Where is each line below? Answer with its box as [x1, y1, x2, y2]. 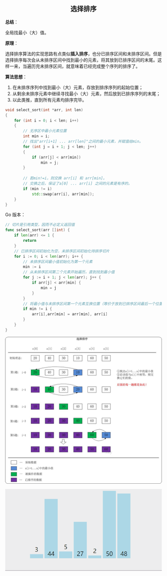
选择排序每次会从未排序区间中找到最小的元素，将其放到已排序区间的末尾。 [5, 57, 158, 63]
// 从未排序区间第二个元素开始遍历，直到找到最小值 [23, 270, 115, 275]
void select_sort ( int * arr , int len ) [5, 107, 83, 112]
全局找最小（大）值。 [5, 29, 49, 35]
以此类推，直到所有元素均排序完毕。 [12, 97, 87, 103]
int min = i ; [23, 134, 50, 139]
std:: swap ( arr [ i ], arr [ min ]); [31, 192, 94, 196]
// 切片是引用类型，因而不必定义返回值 [5, 222, 75, 227]
